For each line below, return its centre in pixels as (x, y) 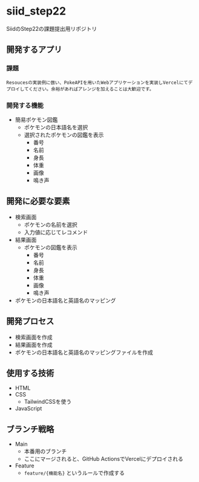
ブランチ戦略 (30, 429)
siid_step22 (36, 11)
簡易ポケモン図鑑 (36, 119)
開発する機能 (25, 105)
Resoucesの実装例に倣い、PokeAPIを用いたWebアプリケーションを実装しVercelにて (97, 82)
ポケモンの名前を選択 (51, 224)
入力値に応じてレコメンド (56, 232)
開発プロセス (30, 322)
